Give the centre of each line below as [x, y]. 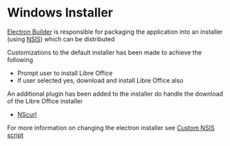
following [20, 59]
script [15, 135]
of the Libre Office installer [45, 101]
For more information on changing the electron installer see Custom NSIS [111, 127]
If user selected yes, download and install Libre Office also [100, 80]
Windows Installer [60, 13]
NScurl [27, 114]
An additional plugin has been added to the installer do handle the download [115, 94]
